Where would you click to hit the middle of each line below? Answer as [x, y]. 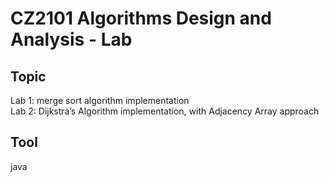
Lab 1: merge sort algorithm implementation [100, 100]
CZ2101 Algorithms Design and [141, 18]
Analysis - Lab [71, 39]
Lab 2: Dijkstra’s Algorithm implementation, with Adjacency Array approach [165, 111]
